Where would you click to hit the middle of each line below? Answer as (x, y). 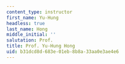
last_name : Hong (27, 29)
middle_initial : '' (31, 35)
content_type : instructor (39, 12)
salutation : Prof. (30, 40)
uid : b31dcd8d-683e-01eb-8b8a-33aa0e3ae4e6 (63, 52)
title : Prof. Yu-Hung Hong (41, 46)
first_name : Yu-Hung (33, 18)
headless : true (26, 23)
